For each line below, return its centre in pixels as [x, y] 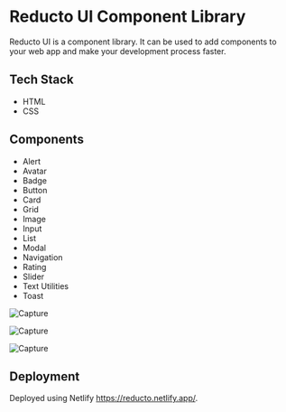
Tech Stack [42, 80]
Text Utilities [46, 286]
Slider [33, 276]
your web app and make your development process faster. [118, 51]
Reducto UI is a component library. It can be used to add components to [143, 42]
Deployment [45, 376]
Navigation [42, 257]
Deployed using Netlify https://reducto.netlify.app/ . [104, 398]
